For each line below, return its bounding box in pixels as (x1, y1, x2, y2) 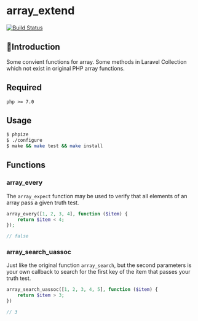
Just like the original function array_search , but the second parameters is (6, 261, 192, 269)
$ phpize (6, 131, 29, 138)
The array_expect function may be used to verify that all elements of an (6, 192, 188, 199)
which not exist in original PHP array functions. (6, 64, 125, 72)
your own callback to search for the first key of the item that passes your (6, 268, 191, 276)
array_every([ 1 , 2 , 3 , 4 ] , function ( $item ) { (6, 211, 128, 217)
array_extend (6, 4, 75, 18)
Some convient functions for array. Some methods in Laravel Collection (6, 58, 187, 65)
